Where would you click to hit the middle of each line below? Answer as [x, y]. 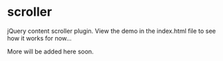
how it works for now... [40, 38]
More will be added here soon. [51, 51]
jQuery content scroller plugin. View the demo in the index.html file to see [111, 31]
